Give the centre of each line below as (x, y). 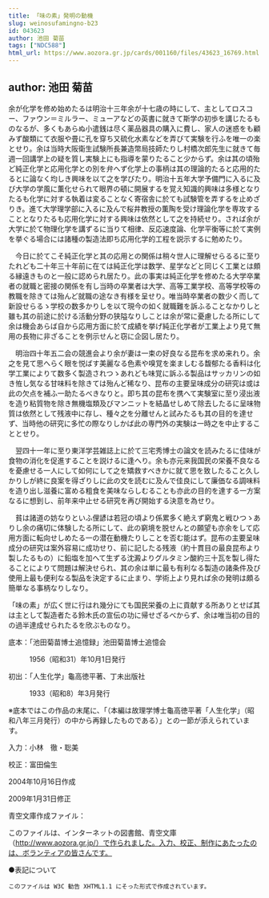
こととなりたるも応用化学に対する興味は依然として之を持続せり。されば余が (134, 218)
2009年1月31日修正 (40, 798)
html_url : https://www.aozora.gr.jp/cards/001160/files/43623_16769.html (134, 53)
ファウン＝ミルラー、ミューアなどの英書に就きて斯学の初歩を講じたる (138, 118)
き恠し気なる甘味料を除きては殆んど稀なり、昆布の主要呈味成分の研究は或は (134, 383)
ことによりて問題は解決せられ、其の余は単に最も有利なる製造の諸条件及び (138, 567)
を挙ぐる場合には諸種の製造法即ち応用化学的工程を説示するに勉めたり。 (127, 238)
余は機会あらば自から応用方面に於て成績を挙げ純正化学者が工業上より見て (131, 326)
